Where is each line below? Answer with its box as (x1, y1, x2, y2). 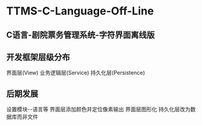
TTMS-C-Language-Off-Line (6, 4, 154, 18)
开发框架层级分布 (6, 52, 70, 62)
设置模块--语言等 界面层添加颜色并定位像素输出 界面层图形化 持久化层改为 (6, 106, 191, 113)
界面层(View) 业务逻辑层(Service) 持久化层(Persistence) (6, 69, 145, 77)
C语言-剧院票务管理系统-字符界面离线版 (6, 30, 155, 40)
